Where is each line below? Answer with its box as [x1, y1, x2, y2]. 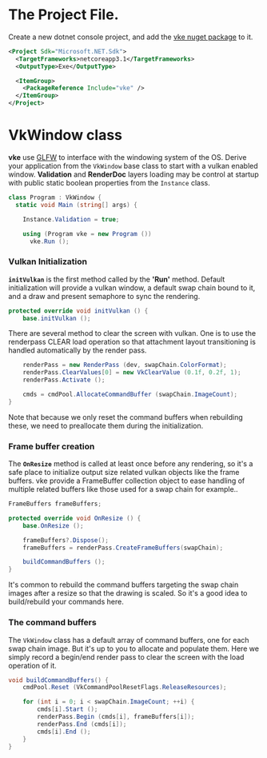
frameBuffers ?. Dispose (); [22, 536, 110, 545]
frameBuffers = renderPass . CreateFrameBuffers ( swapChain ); [22, 544, 224, 552]
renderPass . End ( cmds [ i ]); [37, 720, 127, 728]
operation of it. [8, 660, 58, 670]
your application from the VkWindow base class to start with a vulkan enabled [8, 162, 258, 170]
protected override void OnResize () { [8, 514, 141, 522]
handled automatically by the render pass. [8, 345, 147, 355]
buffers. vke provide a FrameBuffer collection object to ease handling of [8, 476, 245, 485]
